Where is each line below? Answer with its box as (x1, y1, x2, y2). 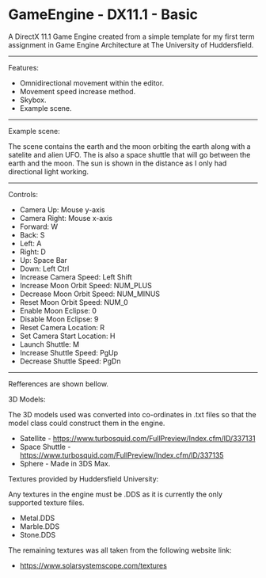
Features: (8, 63, 40, 72)
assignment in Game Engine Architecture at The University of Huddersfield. (8, 40, 254, 49)
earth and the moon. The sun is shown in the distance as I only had (8, 158, 227, 168)
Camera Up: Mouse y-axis (19, 204, 105, 215)
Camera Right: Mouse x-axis (19, 213, 113, 222)
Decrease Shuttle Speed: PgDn (19, 356, 121, 366)
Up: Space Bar (19, 255, 67, 264)
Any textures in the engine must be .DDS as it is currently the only (8, 489, 223, 499)
